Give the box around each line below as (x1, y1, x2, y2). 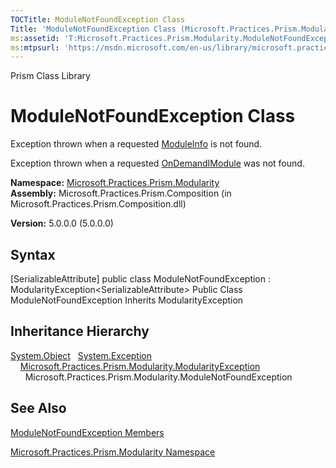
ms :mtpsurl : (10, 42, 60, 53)
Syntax (10, 246, 56, 263)
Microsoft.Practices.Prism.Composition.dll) (10, 198, 187, 210)
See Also (10, 400, 67, 417)
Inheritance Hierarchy (10, 323, 150, 340)
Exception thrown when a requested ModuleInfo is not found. (10, 138, 263, 150)
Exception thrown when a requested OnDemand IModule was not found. (10, 157, 305, 170)
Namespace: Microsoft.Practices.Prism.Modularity (10, 177, 220, 189)
